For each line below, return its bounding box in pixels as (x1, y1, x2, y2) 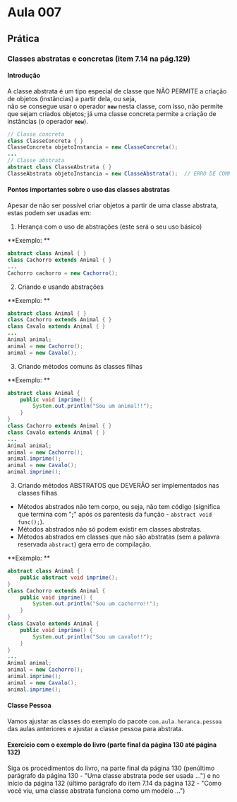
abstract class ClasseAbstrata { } (7, 164, 112, 171)
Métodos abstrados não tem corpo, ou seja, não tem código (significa (17, 503, 221, 511)
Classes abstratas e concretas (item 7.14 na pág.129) (7, 54, 190, 64)
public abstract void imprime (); (20, 574, 119, 581)
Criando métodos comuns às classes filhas (17, 362, 143, 370)
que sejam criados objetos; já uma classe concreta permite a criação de (7, 109, 217, 118)
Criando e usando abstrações (17, 282, 104, 291)
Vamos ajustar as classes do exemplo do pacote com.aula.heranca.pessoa (7, 716, 222, 726)
